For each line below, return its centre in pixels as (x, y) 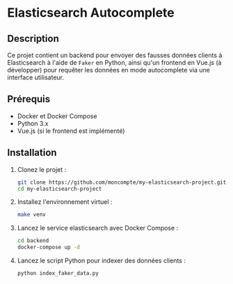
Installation (32, 153)
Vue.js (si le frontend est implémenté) (71, 131)
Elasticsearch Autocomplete (91, 13)
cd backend (33, 241)
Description (33, 39)
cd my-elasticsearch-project (59, 189)
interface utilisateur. (36, 77)
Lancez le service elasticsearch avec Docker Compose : (98, 228)
